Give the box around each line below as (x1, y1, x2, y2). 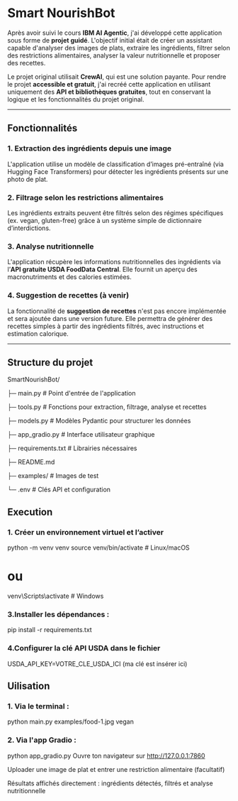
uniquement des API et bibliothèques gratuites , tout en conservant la (7, 87, 211, 96)
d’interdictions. (7, 224, 51, 232)
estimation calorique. (7, 329, 69, 338)
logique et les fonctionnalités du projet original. (7, 94, 144, 104)
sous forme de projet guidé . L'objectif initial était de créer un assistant (7, 36, 212, 44)
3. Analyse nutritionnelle (7, 241, 94, 251)
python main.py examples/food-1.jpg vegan (7, 717, 135, 726)
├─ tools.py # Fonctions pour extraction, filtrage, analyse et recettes (7, 403, 207, 411)
